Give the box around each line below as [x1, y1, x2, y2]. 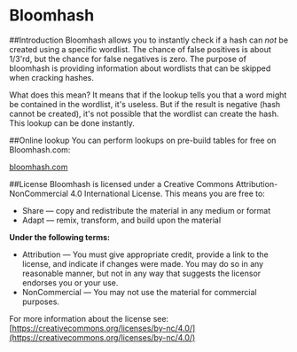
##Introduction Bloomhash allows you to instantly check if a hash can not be [9, 35, 289, 45]
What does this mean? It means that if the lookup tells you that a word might [9, 90, 287, 100]
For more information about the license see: [9, 313, 169, 324]
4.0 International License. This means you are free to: [70, 188, 266, 199]
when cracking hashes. [9, 72, 95, 82]
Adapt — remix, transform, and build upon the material [21, 215, 222, 225]
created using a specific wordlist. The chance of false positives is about [9, 43, 272, 54]
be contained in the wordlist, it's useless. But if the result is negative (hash [9, 98, 281, 109]
